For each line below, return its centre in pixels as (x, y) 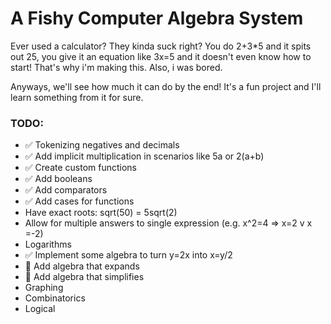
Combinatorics (55, 298)
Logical (40, 309)
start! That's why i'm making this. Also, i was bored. (116, 67)
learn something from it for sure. (77, 97)
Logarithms (48, 244)
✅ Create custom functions (81, 168)
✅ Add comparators (66, 190)
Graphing (44, 288)
